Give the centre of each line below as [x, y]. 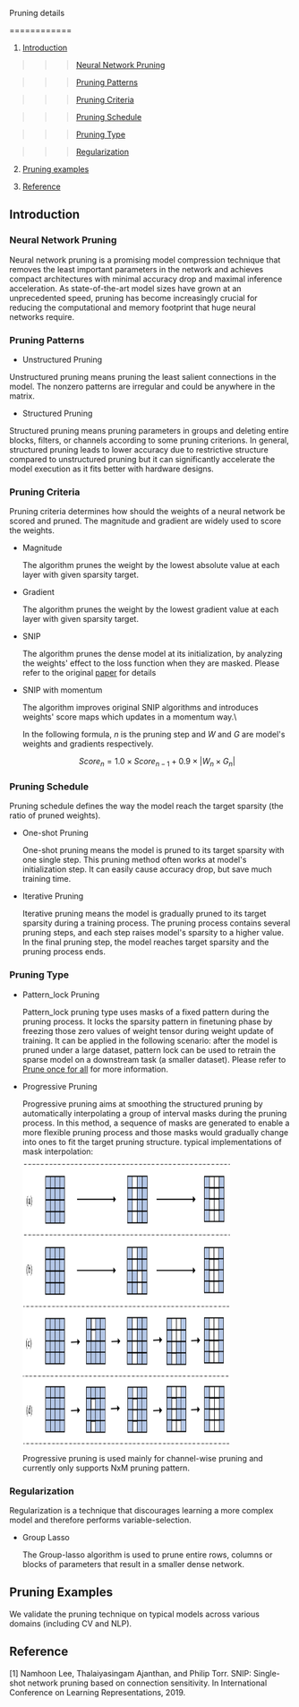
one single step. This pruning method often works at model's [134, 860]
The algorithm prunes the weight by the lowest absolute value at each [151, 565]
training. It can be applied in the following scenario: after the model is [150, 1040]
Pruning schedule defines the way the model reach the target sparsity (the [146, 806]
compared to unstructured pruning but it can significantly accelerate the [142, 459]
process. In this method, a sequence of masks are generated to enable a [156, 1123]
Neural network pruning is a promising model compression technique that [145, 260]
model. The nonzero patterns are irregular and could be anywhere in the [142, 386]
